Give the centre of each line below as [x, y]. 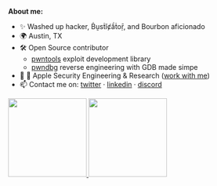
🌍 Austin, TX [41, 36]
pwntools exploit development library [91, 59]
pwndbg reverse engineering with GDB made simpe [114, 67]
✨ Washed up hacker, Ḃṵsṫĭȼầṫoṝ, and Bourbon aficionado [112, 26]
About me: [25, 11]
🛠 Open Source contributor [64, 47]
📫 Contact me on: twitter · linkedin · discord [90, 84]
